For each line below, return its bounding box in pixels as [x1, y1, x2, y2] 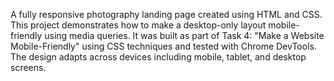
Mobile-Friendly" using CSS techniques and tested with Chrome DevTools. [10, 40, 317, 52]
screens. [10, 62, 47, 73]
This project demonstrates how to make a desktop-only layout [10, 19, 267, 31]
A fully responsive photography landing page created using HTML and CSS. [10, 9, 323, 20]
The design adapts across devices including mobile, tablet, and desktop [10, 51, 307, 63]
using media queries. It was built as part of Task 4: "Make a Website [44, 30, 325, 41]
